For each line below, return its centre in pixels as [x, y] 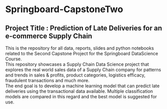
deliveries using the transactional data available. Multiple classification [79, 91]
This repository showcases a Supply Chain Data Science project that [77, 64]
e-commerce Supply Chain [49, 36]
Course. [13, 59]
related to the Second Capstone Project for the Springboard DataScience [82, 53]
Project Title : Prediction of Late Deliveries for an [84, 28]
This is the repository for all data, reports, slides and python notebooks [80, 48]
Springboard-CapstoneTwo [64, 9]
